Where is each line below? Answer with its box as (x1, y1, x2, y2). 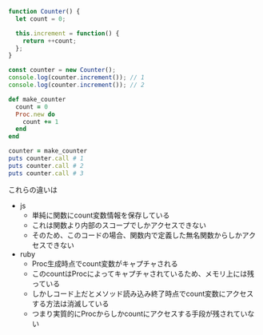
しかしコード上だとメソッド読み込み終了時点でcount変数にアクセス (31, 289, 254, 298)
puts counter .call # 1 (8, 154, 84, 162)
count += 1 (22, 118, 59, 126)
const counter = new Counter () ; (8, 66, 116, 74)
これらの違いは (8, 185, 58, 194)
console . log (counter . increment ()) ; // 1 (8, 74, 145, 82)
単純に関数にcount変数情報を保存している (31, 210, 170, 220)
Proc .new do (15, 110, 56, 118)
